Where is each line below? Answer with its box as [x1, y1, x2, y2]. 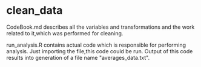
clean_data [6, 4, 63, 17]
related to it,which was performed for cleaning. [6, 29, 124, 36]
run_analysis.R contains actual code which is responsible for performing [6, 41, 186, 48]
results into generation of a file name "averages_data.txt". [6, 54, 150, 61]
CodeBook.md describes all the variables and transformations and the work [6, 23, 195, 31]
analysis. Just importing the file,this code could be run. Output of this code [6, 47, 193, 54]
